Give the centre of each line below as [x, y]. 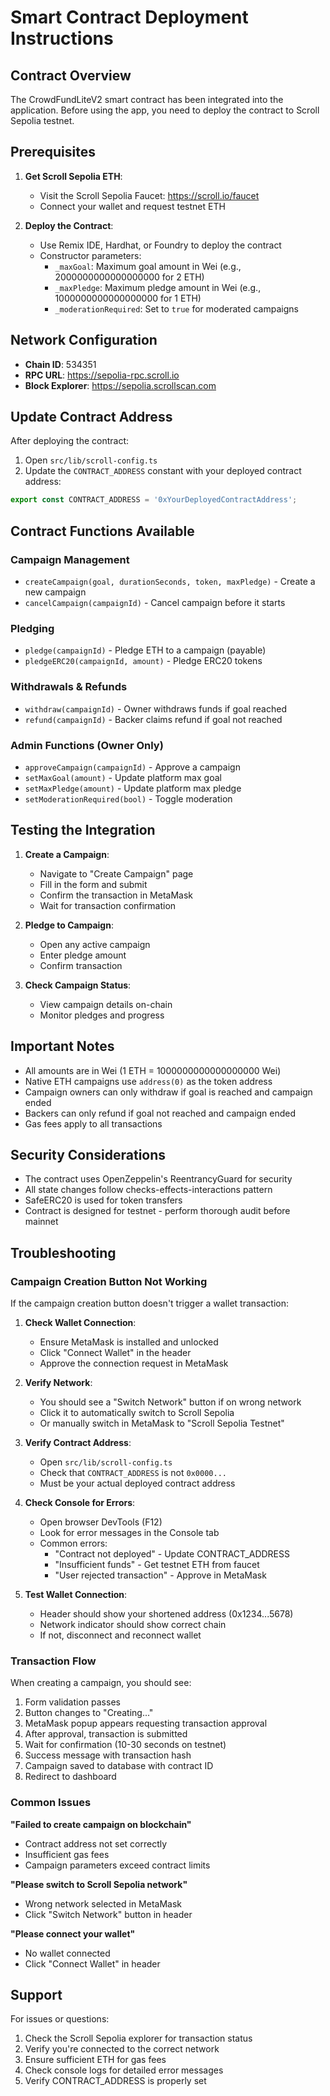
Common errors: [73, 1543]
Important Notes [62, 1046]
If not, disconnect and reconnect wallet [120, 1635]
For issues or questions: [60, 2019]
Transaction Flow [53, 1661]
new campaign [55, 592]
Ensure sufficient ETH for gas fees [95, 2060]
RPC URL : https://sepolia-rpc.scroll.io [102, 375]
